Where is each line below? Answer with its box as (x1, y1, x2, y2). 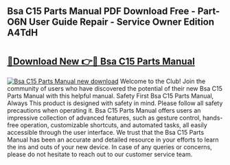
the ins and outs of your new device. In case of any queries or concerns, (7, 143, 213, 151)
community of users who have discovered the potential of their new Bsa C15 (7, 85, 223, 92)
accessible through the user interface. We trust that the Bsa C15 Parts (7, 129, 205, 136)
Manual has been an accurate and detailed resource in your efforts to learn (7, 135, 219, 144)
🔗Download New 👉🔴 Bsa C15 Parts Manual (7, 55, 196, 67)
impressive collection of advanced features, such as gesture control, (7, 113, 201, 122)
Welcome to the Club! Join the (119, 77, 206, 85)
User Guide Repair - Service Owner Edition (28, 16, 215, 28)
